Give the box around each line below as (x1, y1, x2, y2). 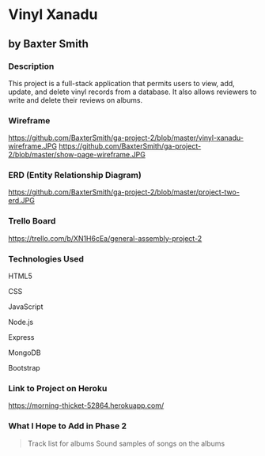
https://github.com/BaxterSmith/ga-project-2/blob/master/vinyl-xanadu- (8, 133, 244, 143)
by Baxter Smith (8, 37, 89, 51)
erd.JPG (8, 196, 36, 205)
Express (8, 333, 35, 342)
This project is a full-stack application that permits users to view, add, (8, 78, 235, 88)
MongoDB (8, 348, 41, 357)
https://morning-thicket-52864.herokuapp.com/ (8, 401, 165, 410)
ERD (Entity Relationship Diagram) (8, 170, 142, 181)
